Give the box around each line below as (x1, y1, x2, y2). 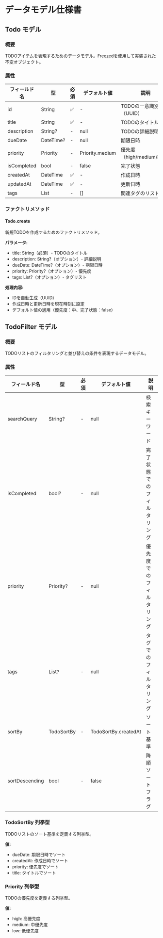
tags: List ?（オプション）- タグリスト (12, 275, 87, 280)
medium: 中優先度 (12, 922, 48, 927)
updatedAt (7, 180, 32, 187)
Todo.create (5, 218, 31, 224)
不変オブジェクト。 (5, 59, 44, 65)
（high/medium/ (120, 154, 158, 161)
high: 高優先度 (12, 915, 41, 922)
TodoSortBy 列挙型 (5, 819, 50, 826)
